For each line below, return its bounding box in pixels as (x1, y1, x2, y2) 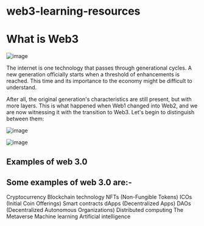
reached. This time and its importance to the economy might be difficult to (6, 78, 193, 85)
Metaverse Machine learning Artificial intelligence (6, 213, 131, 221)
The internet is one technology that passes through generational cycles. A (6, 64, 192, 71)
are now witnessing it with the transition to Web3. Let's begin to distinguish (6, 109, 195, 116)
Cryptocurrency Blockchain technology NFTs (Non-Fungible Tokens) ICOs (6, 194, 192, 201)
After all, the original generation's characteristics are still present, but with (6, 96, 192, 103)
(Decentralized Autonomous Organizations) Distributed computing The (6, 206, 184, 214)
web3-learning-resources (6, 4, 141, 18)
